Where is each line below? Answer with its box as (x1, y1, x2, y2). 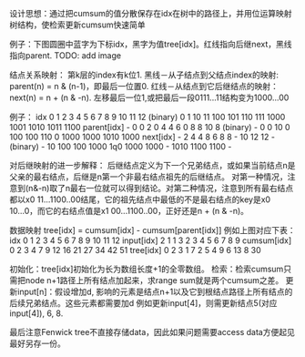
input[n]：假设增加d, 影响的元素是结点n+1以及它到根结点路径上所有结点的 (16, 286, 293, 297)
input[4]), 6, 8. (9, 308, 64, 319)
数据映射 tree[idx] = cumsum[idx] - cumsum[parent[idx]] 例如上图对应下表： (9, 225, 296, 235)
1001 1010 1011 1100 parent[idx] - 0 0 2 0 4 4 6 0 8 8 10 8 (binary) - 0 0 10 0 (9, 122, 290, 132)
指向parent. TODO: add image (9, 50, 121, 61)
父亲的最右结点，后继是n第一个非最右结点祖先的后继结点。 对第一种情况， (9, 171, 289, 182)
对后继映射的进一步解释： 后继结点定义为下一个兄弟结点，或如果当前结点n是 (9, 160, 296, 170)
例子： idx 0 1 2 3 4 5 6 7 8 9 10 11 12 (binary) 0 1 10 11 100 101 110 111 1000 (9, 112, 286, 122)
